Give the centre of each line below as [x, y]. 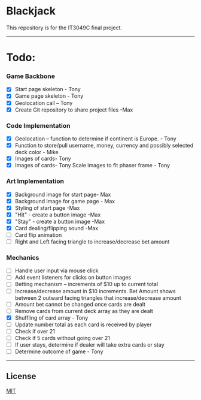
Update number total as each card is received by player [83, 324]
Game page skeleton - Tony [49, 96]
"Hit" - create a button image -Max [58, 215]
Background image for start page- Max [63, 194]
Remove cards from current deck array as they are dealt [84, 311]
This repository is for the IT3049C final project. [64, 28]
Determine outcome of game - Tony [59, 351]
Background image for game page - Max [65, 201]
